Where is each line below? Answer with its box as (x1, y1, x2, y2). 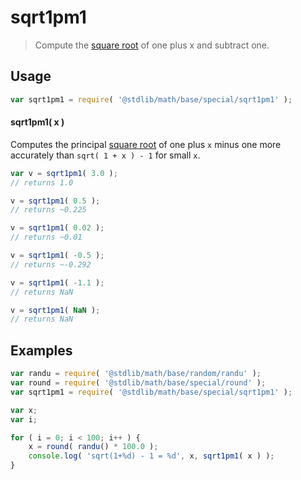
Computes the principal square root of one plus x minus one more (10, 138, 282, 150)
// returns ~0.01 (10, 232, 83, 243)
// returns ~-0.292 (10, 259, 92, 270)
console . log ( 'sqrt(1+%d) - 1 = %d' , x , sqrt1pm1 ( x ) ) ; (28, 451, 275, 461)
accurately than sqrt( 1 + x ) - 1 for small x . (10, 149, 201, 161)
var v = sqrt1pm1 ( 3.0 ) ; (10, 168, 118, 178)
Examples (10, 342, 73, 359)
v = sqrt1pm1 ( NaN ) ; (10, 305, 101, 315)
